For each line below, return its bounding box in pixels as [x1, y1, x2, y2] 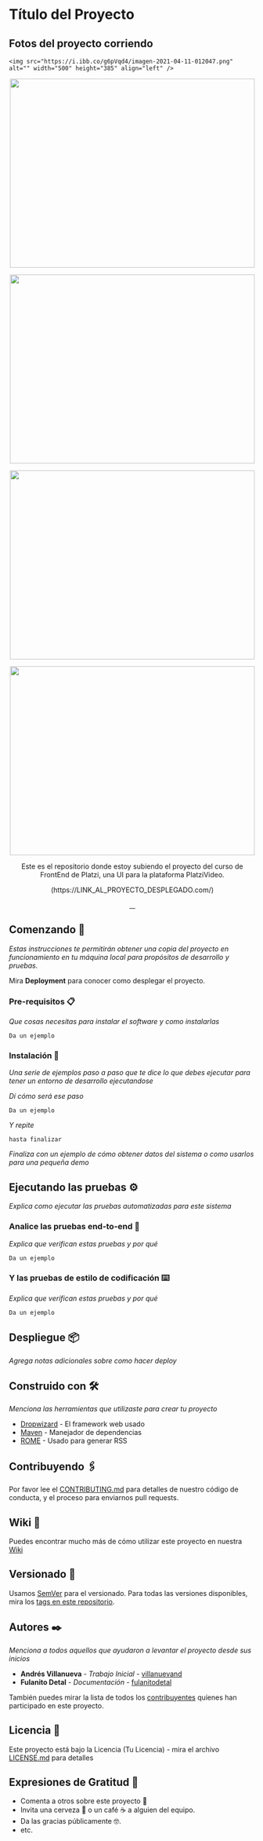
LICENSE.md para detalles [9, 1753, 94, 1762]
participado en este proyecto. [9, 1700, 104, 1710]
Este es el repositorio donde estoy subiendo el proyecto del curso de [21, 862, 243, 871]
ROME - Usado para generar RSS [20, 1436, 128, 1446]
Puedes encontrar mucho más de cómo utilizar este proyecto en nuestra [9, 1537, 243, 1546]
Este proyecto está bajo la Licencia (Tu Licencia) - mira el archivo [9, 1744, 220, 1754]
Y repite [9, 1121, 34, 1130]
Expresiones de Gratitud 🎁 [9, 1775, 139, 1788]
